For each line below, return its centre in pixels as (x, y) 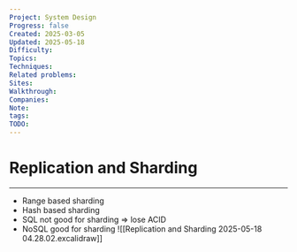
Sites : (21, 83)
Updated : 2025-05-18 (47, 42)
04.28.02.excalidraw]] (62, 238)
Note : (19, 108)
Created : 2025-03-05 (47, 34)
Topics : (23, 58)
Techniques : (31, 67)
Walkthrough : (33, 91)
